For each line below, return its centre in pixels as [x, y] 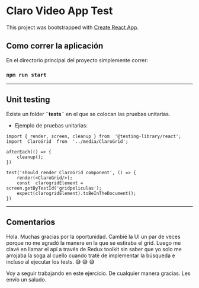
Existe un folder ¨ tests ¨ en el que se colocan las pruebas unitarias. [88, 114]
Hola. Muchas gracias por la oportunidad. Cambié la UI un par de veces [93, 236]
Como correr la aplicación [55, 46]
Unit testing [28, 100]
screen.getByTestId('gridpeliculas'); [54, 188]
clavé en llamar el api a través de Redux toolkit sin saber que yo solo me [94, 249]
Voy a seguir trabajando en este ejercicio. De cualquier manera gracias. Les [98, 273]
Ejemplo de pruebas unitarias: [51, 125]
